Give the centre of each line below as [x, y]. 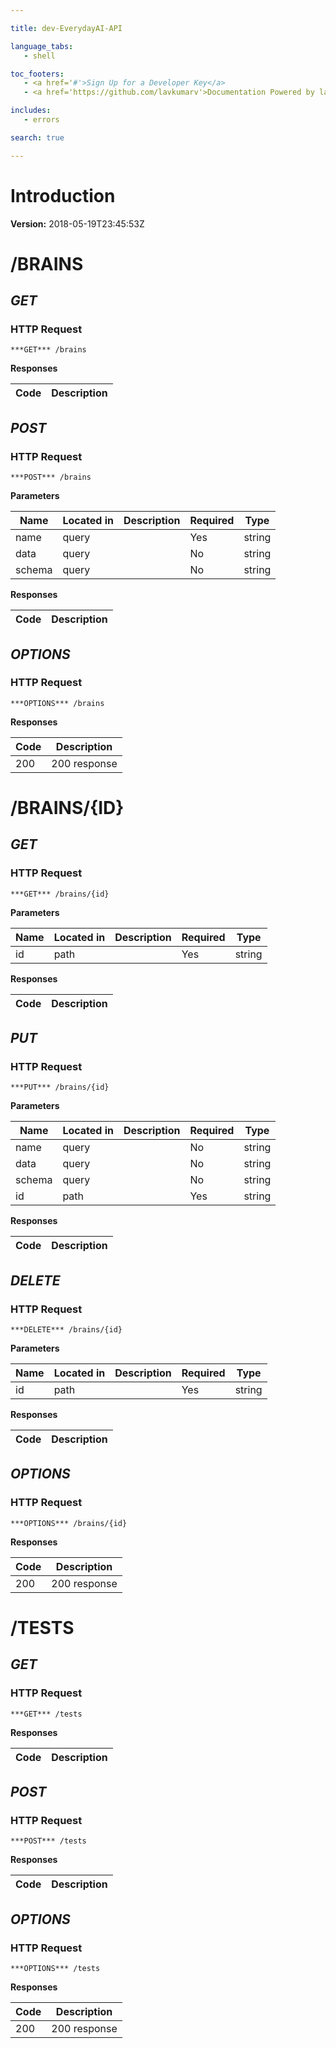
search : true [37, 137]
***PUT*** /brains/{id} [60, 1087]
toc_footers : [37, 74]
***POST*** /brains [51, 477]
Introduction [63, 195]
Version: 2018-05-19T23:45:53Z [77, 223]
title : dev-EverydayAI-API [66, 28]
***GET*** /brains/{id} [60, 894]
